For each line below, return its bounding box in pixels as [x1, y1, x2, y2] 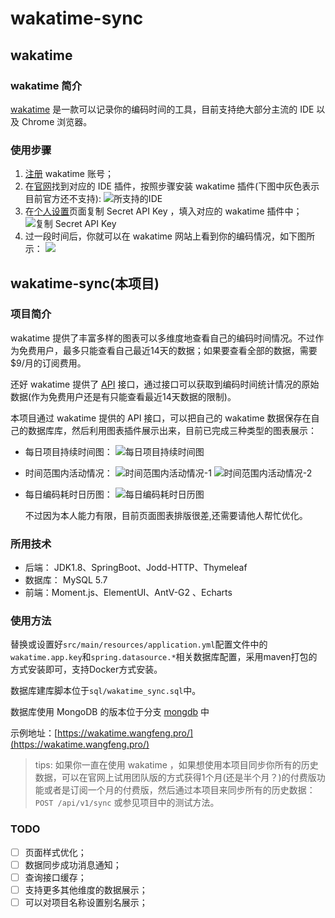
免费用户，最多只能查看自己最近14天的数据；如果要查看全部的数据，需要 [18, 344, 318, 356]
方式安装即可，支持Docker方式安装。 [10, 663, 163, 676]
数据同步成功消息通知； [24, 858, 122, 871]
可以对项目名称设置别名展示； [24, 897, 148, 908]
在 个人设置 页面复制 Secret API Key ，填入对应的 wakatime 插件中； [24, 205, 303, 217]
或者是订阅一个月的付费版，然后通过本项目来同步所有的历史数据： [43, 784, 316, 796]
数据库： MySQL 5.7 [24, 574, 108, 586]
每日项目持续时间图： [24, 445, 113, 457]
